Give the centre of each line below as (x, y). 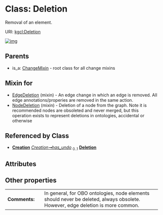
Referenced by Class (37, 136)
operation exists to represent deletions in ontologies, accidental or (78, 115)
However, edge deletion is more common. (92, 205)
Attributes (21, 164)
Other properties (31, 180)
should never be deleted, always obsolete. (92, 200)
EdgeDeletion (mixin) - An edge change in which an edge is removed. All (85, 95)
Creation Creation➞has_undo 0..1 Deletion (54, 148)
